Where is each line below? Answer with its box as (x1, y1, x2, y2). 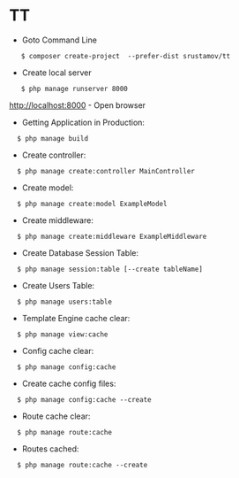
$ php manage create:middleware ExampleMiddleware (17, 232, 207, 241)
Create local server (21, 67, 92, 78)
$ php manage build (17, 134, 89, 143)
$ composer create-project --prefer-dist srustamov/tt (20, 51, 231, 60)
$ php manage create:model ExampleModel (17, 199, 168, 208)
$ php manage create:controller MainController (17, 166, 196, 175)
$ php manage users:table (17, 297, 113, 306)
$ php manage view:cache (17, 329, 108, 339)
